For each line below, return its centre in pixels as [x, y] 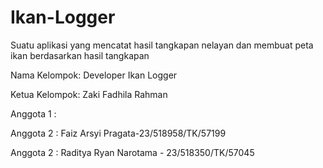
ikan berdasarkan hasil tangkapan [80, 55]
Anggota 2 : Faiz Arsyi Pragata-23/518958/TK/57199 [118, 133]
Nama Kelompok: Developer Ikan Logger [94, 75]
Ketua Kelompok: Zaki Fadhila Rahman [89, 94]
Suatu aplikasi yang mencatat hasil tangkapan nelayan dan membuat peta [162, 45]
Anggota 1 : [33, 113]
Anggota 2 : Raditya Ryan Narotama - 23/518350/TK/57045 [132, 152]
